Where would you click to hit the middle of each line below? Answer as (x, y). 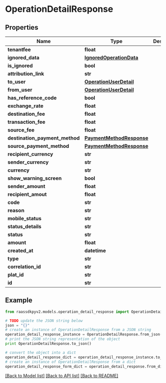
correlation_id (24, 267)
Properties (22, 27)
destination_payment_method (44, 138)
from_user (20, 90)
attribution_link (26, 74)
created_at (21, 251)
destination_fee (26, 114)
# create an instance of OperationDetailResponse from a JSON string (78, 330)
